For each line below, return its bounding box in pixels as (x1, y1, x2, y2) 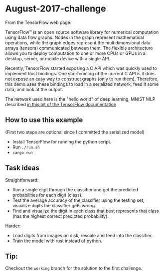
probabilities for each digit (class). (12, 192, 83, 198)
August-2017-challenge (5, 3, 106, 14)
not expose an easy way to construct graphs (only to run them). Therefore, (5, 76, 159, 82)
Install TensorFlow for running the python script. (12, 138, 112, 144)
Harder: (5, 223, 21, 229)
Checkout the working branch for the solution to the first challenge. (5, 265, 143, 272)
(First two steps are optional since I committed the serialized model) (5, 129, 145, 135)
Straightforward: (5, 177, 39, 183)
